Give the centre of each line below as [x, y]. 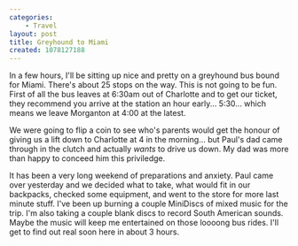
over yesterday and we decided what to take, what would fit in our [130, 185]
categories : [31, 17]
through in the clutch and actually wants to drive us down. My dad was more [149, 149]
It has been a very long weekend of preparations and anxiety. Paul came [141, 176]
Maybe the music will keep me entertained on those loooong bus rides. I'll [144, 223]
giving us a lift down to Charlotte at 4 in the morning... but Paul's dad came [146, 140]
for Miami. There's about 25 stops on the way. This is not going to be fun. [143, 85]
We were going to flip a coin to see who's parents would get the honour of [145, 130]
